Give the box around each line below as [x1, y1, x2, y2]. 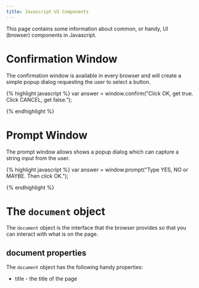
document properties [6, 248, 87, 258]
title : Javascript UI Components [6, 8, 89, 15]
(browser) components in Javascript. [6, 31, 97, 39]
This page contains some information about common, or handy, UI [6, 25, 168, 32]
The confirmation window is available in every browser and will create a [6, 72, 182, 79]
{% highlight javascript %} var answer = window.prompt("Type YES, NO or [6, 166, 188, 173]
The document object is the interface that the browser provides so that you [6, 224, 187, 231]
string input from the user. [6, 154, 70, 161]
